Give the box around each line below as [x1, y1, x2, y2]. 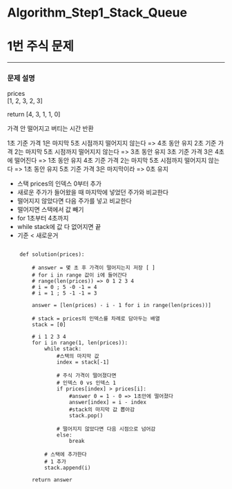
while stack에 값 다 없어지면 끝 [17, 223, 101, 231]
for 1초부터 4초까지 [17, 214, 69, 222]
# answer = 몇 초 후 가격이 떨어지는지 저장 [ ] [32, 264, 155, 272]
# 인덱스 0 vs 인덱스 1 [56, 379, 116, 387]
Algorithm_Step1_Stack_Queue [7, 5, 188, 21]
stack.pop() [68, 412, 104, 419]
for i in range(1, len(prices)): [32, 339, 128, 346]
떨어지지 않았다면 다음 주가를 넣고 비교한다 [17, 197, 133, 205]
